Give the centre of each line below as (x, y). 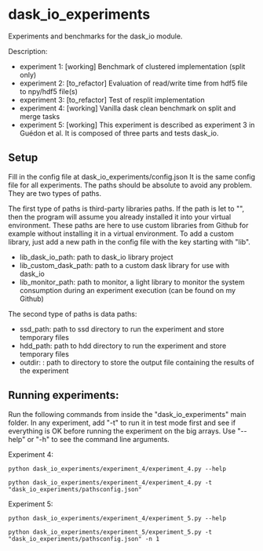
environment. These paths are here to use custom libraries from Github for (128, 225)
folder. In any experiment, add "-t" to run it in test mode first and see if (122, 422)
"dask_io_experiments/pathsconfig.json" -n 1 (84, 538)
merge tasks (40, 116)
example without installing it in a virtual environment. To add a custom (121, 234)
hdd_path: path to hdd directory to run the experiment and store (123, 346)
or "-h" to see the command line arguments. (99, 439)
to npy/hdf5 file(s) (49, 91)
